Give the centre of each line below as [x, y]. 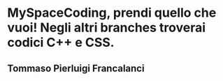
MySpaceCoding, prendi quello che [112, 13]
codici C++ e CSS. [61, 43]
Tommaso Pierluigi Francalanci [76, 68]
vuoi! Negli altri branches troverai [107, 28]
